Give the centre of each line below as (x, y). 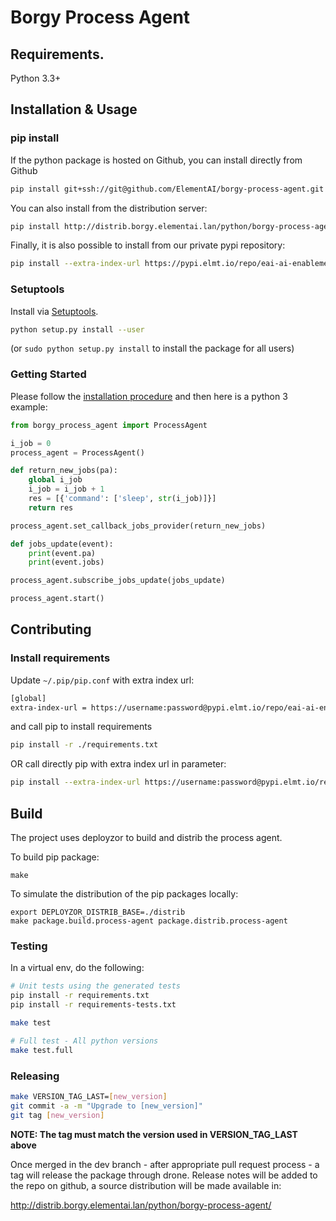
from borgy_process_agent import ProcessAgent (109, 425)
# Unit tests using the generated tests (96, 986)
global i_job (55, 480)
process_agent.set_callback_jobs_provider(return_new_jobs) (138, 526)
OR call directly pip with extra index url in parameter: (118, 764)
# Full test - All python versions (84, 1041)
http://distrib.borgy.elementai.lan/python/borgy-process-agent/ (141, 1205)
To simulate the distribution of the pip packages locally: (124, 894)
